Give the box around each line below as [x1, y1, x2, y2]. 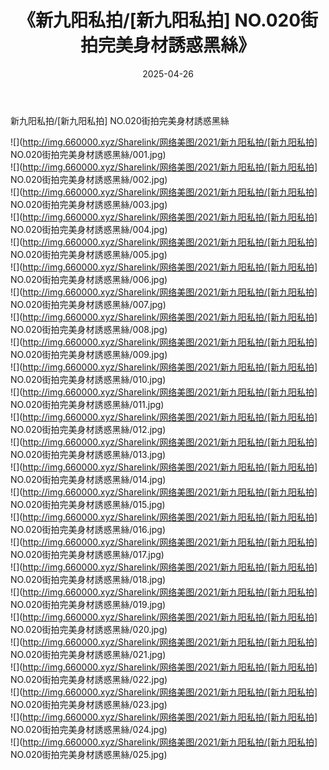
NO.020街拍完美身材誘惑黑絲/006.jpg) [10, 273, 168, 285]
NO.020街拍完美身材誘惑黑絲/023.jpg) [10, 698, 168, 710]
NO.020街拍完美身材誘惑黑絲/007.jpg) [10, 298, 167, 310]
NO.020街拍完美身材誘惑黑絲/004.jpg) [10, 223, 168, 235]
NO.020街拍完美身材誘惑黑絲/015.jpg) [10, 498, 166, 510]
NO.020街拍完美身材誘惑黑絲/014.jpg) [10, 473, 167, 485]
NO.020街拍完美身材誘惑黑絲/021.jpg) [10, 648, 167, 660]
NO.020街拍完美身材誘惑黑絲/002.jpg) [10, 173, 168, 185]
